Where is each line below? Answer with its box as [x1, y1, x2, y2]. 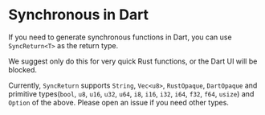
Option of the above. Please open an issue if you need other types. [8, 97, 229, 107]
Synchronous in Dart [8, 6, 149, 24]
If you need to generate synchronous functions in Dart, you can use [8, 32, 232, 42]
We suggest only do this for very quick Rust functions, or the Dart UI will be [8, 56, 258, 66]
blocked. [8, 64, 38, 74]
